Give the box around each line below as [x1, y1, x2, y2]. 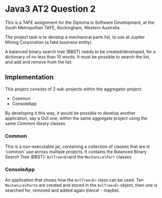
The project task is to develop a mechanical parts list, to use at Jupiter [5, 34, 145, 40]
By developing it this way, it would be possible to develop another [5, 110, 136, 116]
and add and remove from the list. [5, 59, 73, 65]
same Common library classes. [5, 120, 67, 126]
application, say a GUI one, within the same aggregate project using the [5, 115, 147, 121]
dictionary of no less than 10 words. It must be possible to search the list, [5, 54, 151, 59]
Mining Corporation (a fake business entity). [5, 39, 93, 45]
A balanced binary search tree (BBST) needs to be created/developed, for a [5, 49, 156, 54]
